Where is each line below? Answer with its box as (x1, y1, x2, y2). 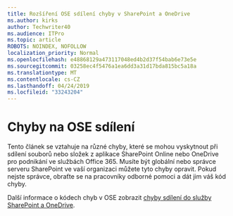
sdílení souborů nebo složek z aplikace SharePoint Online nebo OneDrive (7, 150, 220, 158)
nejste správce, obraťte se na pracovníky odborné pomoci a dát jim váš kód (7, 172, 227, 181)
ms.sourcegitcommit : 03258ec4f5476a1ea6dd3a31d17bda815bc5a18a (7, 63, 197, 70)
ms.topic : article (7, 37, 61, 44)
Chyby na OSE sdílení (7, 119, 135, 135)
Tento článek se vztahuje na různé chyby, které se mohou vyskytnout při (7, 142, 218, 151)
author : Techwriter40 (7, 23, 71, 30)
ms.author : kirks (7, 17, 58, 24)
